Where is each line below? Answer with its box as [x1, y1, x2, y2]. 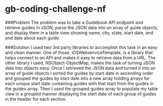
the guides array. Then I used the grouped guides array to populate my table [5, 86, 158, 91]
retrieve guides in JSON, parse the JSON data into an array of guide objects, [5, 24, 159, 30]
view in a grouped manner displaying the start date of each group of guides [5, 91, 157, 97]
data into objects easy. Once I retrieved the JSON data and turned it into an [5, 65, 156, 71]
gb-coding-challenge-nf [5, 3, 106, 15]
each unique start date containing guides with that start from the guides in [5, 80, 154, 86]
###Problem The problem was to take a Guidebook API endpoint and [5, 19, 144, 25]
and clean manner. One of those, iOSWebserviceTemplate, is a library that [5, 50, 153, 55]
